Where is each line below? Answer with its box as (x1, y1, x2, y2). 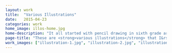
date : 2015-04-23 (5, 17, 47, 22)
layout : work (5, 7, 33, 13)
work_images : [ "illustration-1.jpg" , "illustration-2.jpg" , (5, 40, 137, 45)
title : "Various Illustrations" (5, 12, 77, 17)
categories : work (5, 21, 42, 27)
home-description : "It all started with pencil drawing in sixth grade (5, 31, 161, 36)
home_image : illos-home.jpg (5, 26, 66, 31)
